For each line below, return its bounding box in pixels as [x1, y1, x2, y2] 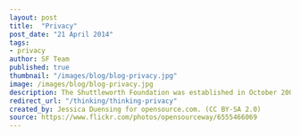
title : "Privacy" [9, 21, 78, 30]
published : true [9, 64, 70, 72]
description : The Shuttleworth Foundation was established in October [9, 88, 278, 97]
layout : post [9, 13, 58, 22]
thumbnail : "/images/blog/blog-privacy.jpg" [9, 72, 178, 81]
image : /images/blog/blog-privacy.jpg [9, 80, 154, 89]
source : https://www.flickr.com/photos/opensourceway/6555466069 [9, 113, 257, 122]
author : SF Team [9, 55, 70, 64]
